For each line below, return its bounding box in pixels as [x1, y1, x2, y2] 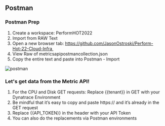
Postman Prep [5, 19, 40, 26]
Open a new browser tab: [12, 40, 64, 46]
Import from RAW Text [12, 35, 58, 41]
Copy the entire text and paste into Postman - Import [12, 56, 120, 62]
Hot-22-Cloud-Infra [12, 45, 53, 51]
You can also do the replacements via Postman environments [12, 115, 137, 121]
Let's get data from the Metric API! [5, 78, 90, 85]
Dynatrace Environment [12, 94, 61, 100]
